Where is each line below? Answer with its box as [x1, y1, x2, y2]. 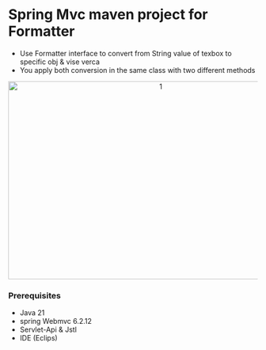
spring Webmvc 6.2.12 [19, 317, 93, 326]
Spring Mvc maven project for [8, 6, 208, 24]
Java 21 [19, 308, 45, 318]
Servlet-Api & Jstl [19, 325, 78, 334]
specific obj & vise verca [19, 57, 101, 67]
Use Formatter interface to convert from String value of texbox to [19, 48, 232, 58]
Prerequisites [8, 290, 61, 301]
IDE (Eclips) [19, 333, 58, 343]
